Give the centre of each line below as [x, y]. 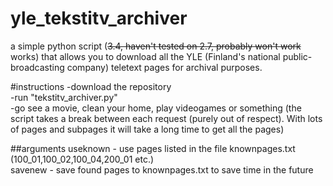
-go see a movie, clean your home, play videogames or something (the [156, 108]
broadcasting [37, 67]
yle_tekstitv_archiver [99, 18]
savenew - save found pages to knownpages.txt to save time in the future [162, 169]
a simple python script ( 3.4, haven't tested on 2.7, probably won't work [156, 46]
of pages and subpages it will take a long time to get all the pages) [147, 129]
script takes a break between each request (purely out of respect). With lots [166, 118]
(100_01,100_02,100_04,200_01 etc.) [82, 159]
